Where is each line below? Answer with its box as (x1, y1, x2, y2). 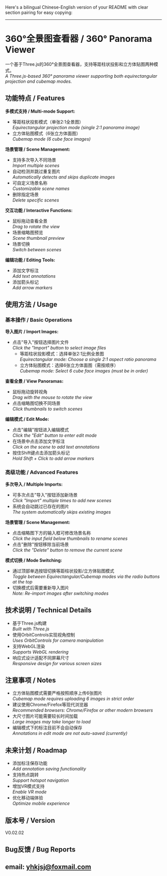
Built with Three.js (12, 626, 50, 632)
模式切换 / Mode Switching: (5, 557, 63, 563)
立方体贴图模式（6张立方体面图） (12, 130, 81, 136)
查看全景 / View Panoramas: (5, 378, 64, 384)
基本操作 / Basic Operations (5, 317, 73, 324)
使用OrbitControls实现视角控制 (12, 632, 76, 638)
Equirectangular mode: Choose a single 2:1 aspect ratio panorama (19, 356, 157, 362)
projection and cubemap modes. (5, 78, 72, 84)
